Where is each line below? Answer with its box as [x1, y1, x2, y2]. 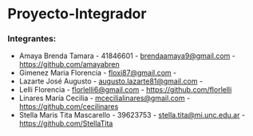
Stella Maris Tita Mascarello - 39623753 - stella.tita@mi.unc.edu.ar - [18, 111, 245, 120]
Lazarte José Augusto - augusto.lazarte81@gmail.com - [18, 76, 204, 86]
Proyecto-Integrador [7, 5, 147, 23]
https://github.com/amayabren [18, 60, 121, 69]
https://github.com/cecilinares [18, 102, 119, 111]
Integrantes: [7, 33, 57, 45]
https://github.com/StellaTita [18, 119, 113, 128]
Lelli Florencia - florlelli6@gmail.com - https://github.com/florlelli [18, 85, 232, 95]
